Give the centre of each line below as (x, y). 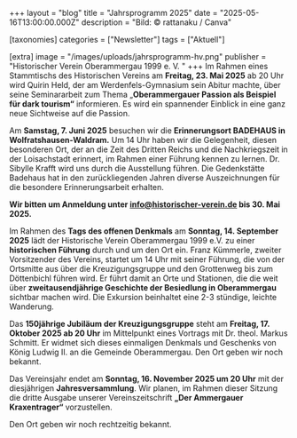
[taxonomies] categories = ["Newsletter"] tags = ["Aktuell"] (117, 40)
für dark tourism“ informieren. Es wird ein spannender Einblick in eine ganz (148, 104)
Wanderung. (32, 307)
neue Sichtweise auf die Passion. (70, 113)
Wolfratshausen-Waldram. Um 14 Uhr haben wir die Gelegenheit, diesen (143, 140)
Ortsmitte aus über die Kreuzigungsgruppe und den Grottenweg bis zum (141, 269)
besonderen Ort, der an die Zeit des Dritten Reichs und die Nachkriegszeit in (148, 149)
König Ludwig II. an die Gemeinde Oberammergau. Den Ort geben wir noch (146, 352)
